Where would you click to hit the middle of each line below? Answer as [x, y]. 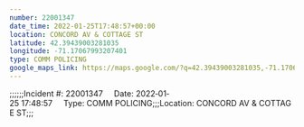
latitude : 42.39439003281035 [64, 43]
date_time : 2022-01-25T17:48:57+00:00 [82, 26]
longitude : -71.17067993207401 [68, 51]
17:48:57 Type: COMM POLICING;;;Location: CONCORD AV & [139, 103]
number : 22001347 [42, 18]
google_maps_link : [44, 68]
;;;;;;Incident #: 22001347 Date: [71, 93]
